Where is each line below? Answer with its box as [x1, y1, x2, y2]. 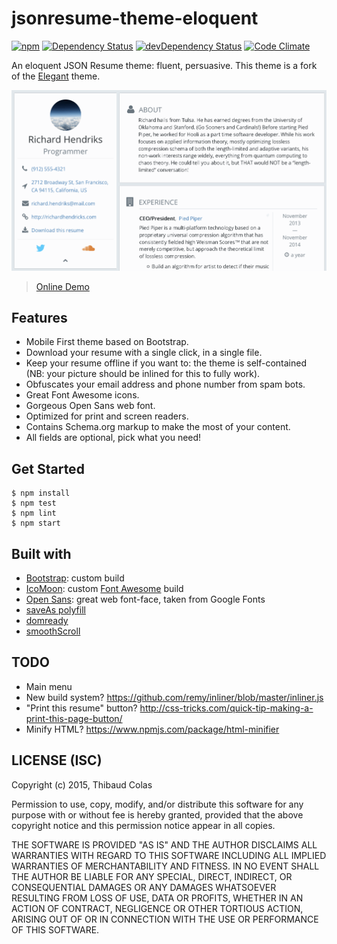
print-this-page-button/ [25, 712, 123, 724]
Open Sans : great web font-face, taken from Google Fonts [25, 593, 266, 605]
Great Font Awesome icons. [25, 389, 140, 401]
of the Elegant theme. [11, 70, 101, 82]
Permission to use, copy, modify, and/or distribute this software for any [11, 798, 304, 810]
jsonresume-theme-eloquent [11, 7, 259, 30]
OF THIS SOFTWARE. [11, 923, 100, 936]
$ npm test [11, 498, 57, 509]
